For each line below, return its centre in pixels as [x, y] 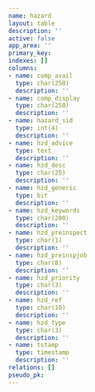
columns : [23, 68]
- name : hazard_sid [41, 121]
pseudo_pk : [26, 375]
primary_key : [30, 53]
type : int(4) [37, 128]
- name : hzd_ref [35, 300]
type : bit [32, 195]
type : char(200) [42, 218]
